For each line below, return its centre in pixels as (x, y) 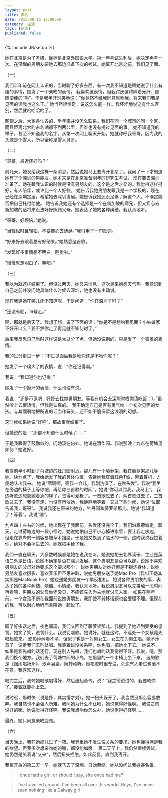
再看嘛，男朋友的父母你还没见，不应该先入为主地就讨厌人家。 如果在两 (78, 592)
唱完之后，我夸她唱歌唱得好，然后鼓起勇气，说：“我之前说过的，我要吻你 (81, 680)
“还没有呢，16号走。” (26, 312)
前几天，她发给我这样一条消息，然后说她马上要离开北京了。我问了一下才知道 (84, 172)
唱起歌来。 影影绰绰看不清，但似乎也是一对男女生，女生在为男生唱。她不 (80, 639)
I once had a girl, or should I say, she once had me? (70, 775)
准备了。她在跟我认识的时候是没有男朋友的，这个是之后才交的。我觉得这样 (82, 184)
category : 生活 (20, 24)
